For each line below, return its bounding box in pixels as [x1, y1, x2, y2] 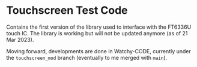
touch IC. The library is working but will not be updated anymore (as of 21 [6, 29, 188, 36]
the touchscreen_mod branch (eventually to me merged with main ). [6, 54, 168, 61]
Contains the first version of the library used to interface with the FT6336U [6, 23, 192, 31]
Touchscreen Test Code [6, 4, 128, 17]
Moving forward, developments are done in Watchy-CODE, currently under [6, 47, 191, 54]
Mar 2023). [6, 36, 34, 43]
